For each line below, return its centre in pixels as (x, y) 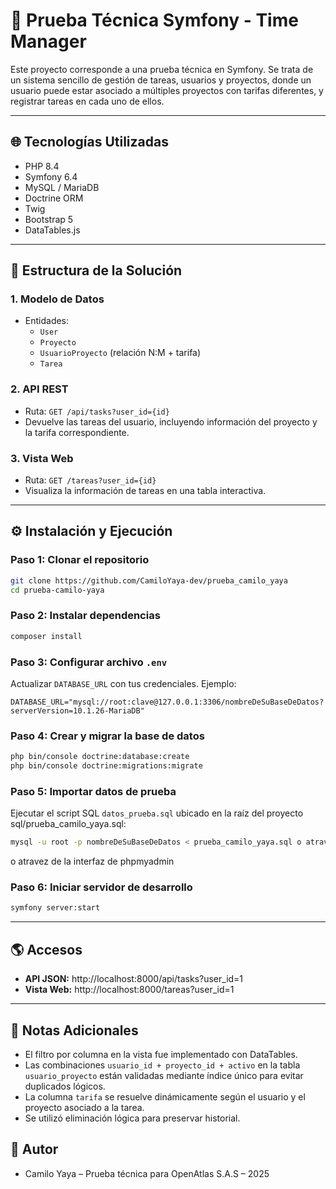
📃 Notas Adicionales (74, 1030)
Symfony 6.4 (51, 176)
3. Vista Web (42, 458)
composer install (46, 636)
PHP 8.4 (42, 166)
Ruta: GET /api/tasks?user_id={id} (97, 411)
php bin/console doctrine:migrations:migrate (106, 766)
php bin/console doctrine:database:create (100, 757)
